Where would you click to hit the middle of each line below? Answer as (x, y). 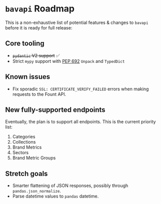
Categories (24, 137)
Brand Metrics (27, 147)
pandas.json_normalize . (37, 191)
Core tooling (25, 44)
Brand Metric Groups (34, 158)
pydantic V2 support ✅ (36, 55)
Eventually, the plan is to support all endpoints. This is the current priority (80, 122)
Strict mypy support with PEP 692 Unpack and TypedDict (68, 61)
